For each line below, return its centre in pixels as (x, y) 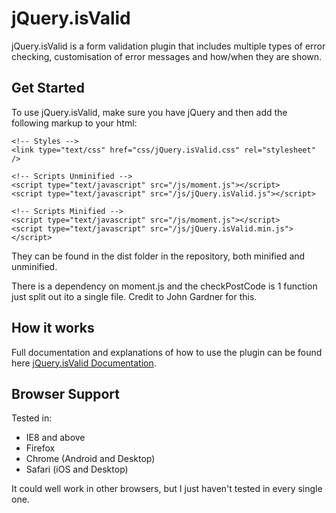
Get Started (48, 88)
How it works (53, 328)
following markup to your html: (74, 123)
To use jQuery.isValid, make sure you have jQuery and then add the (149, 112)
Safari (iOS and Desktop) (77, 469)
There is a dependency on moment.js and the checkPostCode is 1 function (164, 286)
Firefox (40, 448)
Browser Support (66, 393)
